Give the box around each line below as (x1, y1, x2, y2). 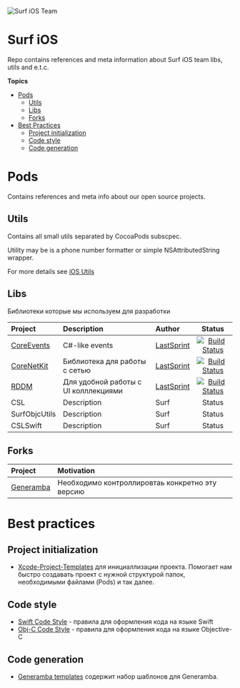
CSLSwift (11, 420, 42, 430)
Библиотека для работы (63, 356, 146, 366)
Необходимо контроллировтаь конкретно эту (57, 478, 217, 488)
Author (155, 323, 180, 333)
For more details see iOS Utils (7, 267, 95, 275)
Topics (7, 76, 29, 85)
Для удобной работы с (63, 377, 142, 387)
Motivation (57, 466, 95, 476)
